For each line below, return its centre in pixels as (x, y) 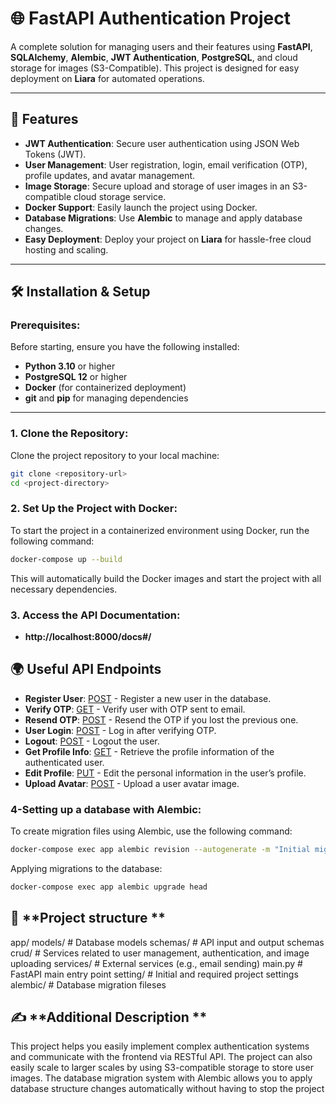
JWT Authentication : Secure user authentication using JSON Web (162, 143)
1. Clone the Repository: (69, 434)
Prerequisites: (45, 325)
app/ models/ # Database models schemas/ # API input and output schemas (167, 942)
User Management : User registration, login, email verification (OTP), (166, 164)
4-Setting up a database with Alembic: (106, 809)
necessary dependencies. (64, 589)
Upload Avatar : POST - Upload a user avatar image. (132, 783)
